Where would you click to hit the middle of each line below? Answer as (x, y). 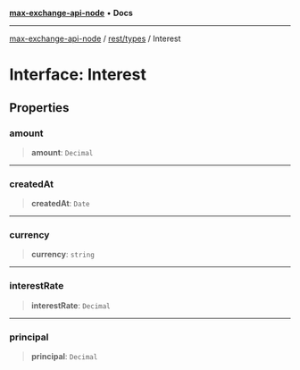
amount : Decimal (62, 152)
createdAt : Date (60, 204)
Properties (39, 108)
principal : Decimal (64, 357)
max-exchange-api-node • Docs (71, 13)
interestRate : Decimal (71, 305)
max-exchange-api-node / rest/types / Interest (95, 38)
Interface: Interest (78, 75)
